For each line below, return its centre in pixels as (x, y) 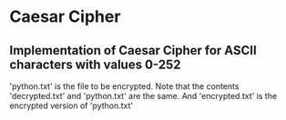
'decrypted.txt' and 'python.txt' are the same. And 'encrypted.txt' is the (143, 96)
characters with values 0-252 (95, 64)
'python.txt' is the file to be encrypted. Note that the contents (124, 86)
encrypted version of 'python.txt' (71, 105)
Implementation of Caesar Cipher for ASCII (133, 50)
